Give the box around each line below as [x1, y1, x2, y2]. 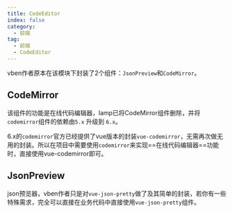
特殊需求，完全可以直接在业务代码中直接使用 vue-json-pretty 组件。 [7, 198, 200, 206]
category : [7, 23, 36, 30]
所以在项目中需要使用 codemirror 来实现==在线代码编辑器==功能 [37, 140, 219, 149]
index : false [7, 17, 45, 24]
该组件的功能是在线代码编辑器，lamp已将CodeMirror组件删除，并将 [7, 108, 200, 117]
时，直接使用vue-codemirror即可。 [7, 149, 108, 157]
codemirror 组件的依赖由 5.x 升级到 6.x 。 [7, 117, 122, 126]
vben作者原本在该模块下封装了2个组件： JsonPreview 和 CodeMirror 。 [7, 69, 200, 77]
